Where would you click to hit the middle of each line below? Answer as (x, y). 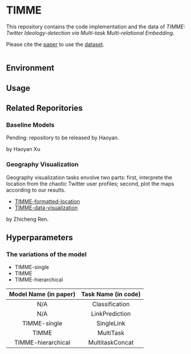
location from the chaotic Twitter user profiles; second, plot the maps (90, 183)
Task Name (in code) (111, 294)
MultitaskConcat (111, 343)
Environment (30, 68)
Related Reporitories (45, 108)
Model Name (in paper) (42, 294)
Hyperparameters (40, 237)
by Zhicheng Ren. (27, 219)
